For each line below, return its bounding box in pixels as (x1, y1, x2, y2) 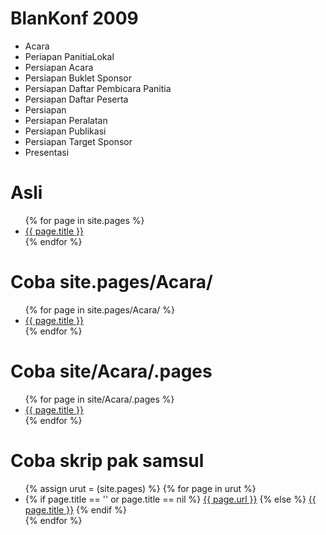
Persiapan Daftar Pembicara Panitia (24, 82, 172, 94)
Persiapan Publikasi (24, 125, 107, 137)
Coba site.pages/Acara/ (10, 271, 213, 294)
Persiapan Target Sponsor (24, 135, 133, 147)
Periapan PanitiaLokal (24, 50, 115, 62)
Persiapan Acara (24, 61, 94, 73)
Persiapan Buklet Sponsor (24, 72, 132, 84)
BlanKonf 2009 (10, 7, 139, 30)
